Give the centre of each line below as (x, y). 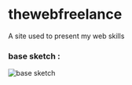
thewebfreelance (65, 14)
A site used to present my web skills (66, 36)
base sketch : (34, 56)
